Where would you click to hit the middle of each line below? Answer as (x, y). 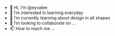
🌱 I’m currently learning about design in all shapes (60, 18)
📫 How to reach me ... (32, 28)
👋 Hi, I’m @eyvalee (29, 8)
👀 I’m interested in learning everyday (47, 13)
